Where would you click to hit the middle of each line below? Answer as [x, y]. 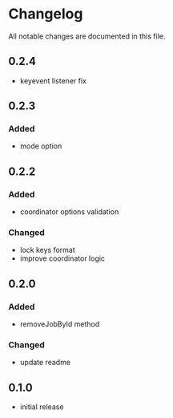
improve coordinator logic [62, 258]
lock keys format [48, 250]
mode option [41, 146]
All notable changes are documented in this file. [87, 36]
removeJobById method [60, 324]
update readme [45, 363]
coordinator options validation [69, 212]
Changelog [46, 14]
